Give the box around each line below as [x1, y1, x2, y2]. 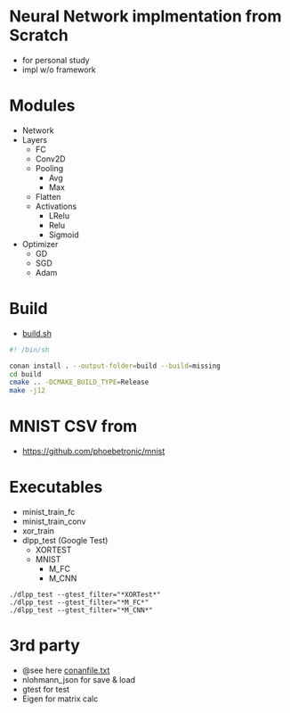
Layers [21, 134, 47, 145]
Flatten [35, 191, 61, 202]
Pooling [35, 162, 64, 173]
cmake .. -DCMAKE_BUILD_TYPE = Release [9, 377, 149, 387]
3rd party [9, 635, 80, 656]
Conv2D [35, 153, 66, 164]
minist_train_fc [21, 507, 76, 518]
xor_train [21, 526, 55, 536]
